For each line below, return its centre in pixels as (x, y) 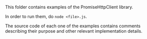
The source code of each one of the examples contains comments (73, 26)
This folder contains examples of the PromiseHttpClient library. (69, 7)
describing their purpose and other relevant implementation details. (74, 31)
